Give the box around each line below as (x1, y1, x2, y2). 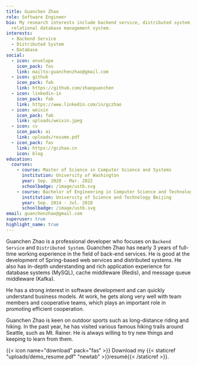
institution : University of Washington (21, 173, 119, 179)
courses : (11, 162, 33, 167)
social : (6, 52, 25, 58)
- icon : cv (11, 123, 38, 129)
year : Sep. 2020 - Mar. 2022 (21, 178, 93, 184)
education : (6, 156, 33, 162)
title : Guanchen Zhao (6, 8, 59, 15)
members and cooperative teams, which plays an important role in (6, 299, 166, 306)
